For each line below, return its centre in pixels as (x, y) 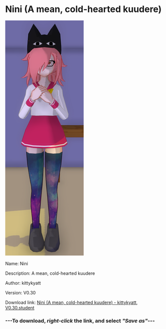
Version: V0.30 (21, 292)
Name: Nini (17, 263)
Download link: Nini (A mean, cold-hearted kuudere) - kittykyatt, (71, 302)
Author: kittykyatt (23, 283)
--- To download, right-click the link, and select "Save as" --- (80, 320)
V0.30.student (20, 307)
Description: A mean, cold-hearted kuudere (50, 273)
